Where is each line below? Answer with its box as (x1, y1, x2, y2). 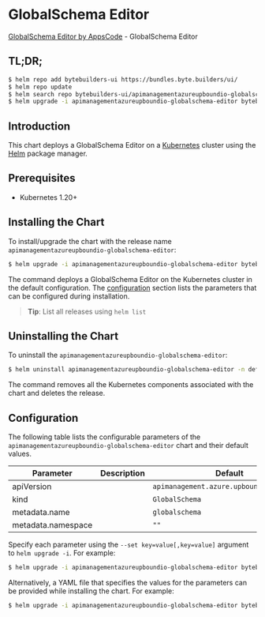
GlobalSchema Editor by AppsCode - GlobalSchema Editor (8, 32, 199, 41)
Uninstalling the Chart (8, 329, 119, 343)
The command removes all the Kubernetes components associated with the (8, 380, 254, 389)
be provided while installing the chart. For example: (8, 586, 175, 596)
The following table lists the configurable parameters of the (8, 432, 201, 442)
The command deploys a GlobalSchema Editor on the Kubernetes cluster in (8, 274, 252, 284)
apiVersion (12, 481, 52, 492)
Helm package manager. (8, 149, 88, 159)
